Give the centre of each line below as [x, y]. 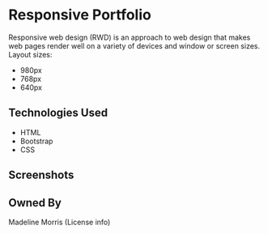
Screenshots [41, 175]
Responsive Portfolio [80, 15]
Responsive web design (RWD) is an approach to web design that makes [130, 37]
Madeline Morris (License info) [60, 222]
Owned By [35, 203]
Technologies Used [58, 113]
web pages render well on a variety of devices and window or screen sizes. [134, 45]
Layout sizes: [30, 54]
